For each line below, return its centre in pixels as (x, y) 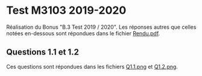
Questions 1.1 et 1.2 (43, 52)
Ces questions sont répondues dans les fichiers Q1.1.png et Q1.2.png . (92, 66)
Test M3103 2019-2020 (66, 10)
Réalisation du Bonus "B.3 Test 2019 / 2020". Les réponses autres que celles (101, 27)
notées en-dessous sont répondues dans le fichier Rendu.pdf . (83, 33)
